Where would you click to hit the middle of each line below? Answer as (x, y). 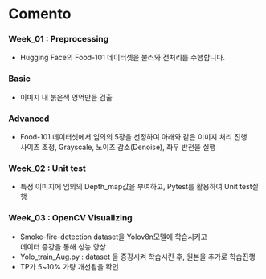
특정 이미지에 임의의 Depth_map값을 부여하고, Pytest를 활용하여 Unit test (136, 187)
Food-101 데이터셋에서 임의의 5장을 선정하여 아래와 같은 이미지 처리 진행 (133, 137)
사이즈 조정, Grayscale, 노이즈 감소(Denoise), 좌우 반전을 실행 (118, 147)
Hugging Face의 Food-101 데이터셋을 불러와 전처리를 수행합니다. (123, 58)
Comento (40, 14)
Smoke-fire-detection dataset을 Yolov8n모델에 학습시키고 (113, 237)
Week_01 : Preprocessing (59, 39)
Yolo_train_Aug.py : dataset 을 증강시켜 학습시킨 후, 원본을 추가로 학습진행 (137, 257)
